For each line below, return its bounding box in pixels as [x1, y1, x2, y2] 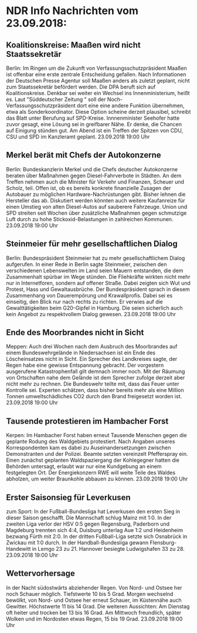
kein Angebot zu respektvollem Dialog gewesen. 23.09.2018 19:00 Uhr [6, 310, 176, 317]
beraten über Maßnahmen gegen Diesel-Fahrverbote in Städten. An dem [6, 172, 182, 179]
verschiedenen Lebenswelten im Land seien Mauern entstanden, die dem [6, 267, 184, 274]
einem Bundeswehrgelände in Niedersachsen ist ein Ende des [6, 349, 156, 356]
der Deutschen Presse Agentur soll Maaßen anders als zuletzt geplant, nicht [6, 77, 190, 84]
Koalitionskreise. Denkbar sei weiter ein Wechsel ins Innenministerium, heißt [6, 90, 190, 96]
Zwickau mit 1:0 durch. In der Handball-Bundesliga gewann [6, 539, 149, 546]
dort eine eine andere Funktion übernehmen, [76, 102, 185, 109]
